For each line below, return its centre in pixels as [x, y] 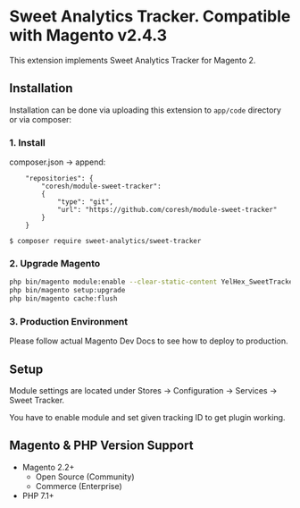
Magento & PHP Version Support [101, 446]
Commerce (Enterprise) [79, 486]
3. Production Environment [68, 321]
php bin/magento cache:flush [63, 299]
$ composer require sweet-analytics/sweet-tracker [105, 241]
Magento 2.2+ [48, 467]
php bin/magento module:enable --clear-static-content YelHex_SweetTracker [153, 282]
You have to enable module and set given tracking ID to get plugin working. [147, 418]
